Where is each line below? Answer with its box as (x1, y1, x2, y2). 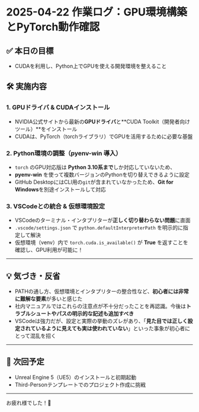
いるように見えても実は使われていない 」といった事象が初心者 (35, 325, 185, 332)
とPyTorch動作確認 (6, 20, 100, 34)
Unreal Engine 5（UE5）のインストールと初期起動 (14, 373, 137, 381)
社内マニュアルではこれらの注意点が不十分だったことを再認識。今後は (14, 303, 187, 310)
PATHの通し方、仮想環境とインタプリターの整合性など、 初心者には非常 (14, 288, 189, 295)
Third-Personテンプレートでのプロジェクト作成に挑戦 (14, 381, 146, 388)
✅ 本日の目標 (6, 46, 54, 56)
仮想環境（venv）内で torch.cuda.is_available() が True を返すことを (14, 239, 188, 246)
